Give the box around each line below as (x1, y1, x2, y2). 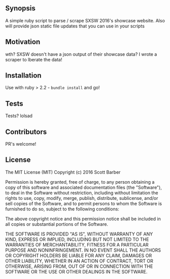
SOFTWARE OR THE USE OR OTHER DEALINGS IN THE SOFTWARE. (5, 268, 148, 274)
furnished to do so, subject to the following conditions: (5, 205, 119, 212)
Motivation (5, 38, 41, 46)
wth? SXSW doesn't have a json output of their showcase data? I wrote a (5, 51, 157, 57)
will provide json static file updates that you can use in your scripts (5, 23, 145, 29)
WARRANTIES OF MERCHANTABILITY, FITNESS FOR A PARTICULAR (5, 241, 149, 248)
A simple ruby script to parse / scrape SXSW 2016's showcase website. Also (5, 17, 165, 23)
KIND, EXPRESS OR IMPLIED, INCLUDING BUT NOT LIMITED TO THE (5, 236, 149, 242)
